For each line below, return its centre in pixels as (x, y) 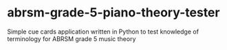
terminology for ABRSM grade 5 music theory (72, 38)
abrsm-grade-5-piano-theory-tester (113, 13)
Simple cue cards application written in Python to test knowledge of (103, 32)
